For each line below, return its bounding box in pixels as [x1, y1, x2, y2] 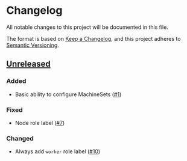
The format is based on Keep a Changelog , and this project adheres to [6, 35, 181, 42]
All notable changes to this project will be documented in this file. [6, 23, 169, 31]
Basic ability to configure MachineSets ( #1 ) [14, 91, 122, 98]
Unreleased [6, 59, 51, 69]
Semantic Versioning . [6, 41, 59, 49]
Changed [6, 134, 34, 142]
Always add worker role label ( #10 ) [14, 148, 101, 155]
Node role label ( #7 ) [14, 119, 65, 126]
